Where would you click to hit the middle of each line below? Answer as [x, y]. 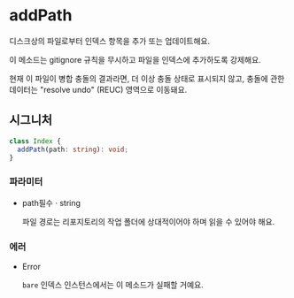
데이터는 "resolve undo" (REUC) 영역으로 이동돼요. [98, 89]
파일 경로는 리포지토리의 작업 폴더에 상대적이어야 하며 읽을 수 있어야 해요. [148, 221]
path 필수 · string [51, 202]
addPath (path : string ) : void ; [73, 149]
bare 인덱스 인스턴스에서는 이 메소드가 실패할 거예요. [112, 285]
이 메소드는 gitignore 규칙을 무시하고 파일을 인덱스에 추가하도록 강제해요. [135, 59]
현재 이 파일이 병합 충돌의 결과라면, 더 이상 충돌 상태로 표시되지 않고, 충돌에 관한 [147, 78]
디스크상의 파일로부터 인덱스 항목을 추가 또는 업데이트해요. [110, 41]
